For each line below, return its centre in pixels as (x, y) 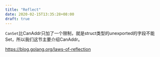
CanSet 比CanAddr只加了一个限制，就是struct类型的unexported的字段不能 (80, 33)
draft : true (17, 19)
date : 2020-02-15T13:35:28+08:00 (40, 14)
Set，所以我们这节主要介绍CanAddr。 (44, 39)
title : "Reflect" (23, 10)
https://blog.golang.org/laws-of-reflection (48, 49)
